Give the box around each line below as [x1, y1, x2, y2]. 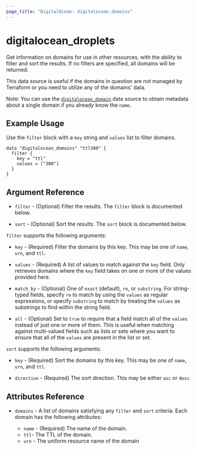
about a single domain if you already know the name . [6, 101, 131, 108]
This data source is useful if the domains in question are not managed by [6, 77, 183, 84]
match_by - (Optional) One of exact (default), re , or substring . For [14, 285, 172, 292]
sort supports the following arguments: [6, 345, 102, 352]
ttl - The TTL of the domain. [23, 431, 93, 438]
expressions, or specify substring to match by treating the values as [14, 298, 181, 305]
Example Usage [6, 118, 65, 128]
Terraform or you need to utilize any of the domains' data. [6, 84, 146, 91]
